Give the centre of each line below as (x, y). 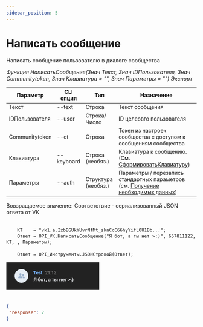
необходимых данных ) (148, 192)
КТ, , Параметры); (29, 242)
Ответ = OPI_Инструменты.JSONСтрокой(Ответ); (76, 254)
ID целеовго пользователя (152, 119)
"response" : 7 (27, 312)
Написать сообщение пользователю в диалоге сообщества (83, 60)
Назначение (156, 95)
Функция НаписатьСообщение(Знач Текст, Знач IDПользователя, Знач (98, 72)
